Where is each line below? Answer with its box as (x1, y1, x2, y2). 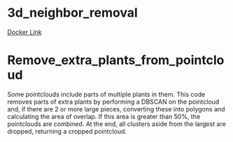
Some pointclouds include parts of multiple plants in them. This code (7, 90, 206, 98)
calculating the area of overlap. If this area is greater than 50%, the (7, 112, 201, 120)
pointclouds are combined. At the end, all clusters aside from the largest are (7, 120, 226, 128)
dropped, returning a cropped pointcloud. (7, 127, 127, 135)
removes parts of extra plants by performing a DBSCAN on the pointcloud (7, 97, 220, 106)
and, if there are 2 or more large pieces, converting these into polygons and (7, 104, 225, 113)
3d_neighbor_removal (7, 5, 138, 21)
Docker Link (7, 28, 42, 36)
